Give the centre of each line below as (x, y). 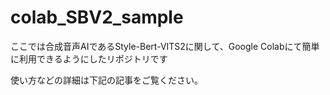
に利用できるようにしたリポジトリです (89, 58)
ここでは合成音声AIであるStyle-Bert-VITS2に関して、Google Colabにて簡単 (165, 46)
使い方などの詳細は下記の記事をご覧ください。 (106, 80)
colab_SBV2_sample (97, 17)
